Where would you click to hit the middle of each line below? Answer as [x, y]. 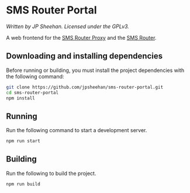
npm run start [23, 141]
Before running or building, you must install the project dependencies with [95, 70]
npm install [20, 98]
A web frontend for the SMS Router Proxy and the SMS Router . [81, 37]
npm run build [23, 184]
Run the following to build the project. [51, 173]
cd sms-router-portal [32, 92]
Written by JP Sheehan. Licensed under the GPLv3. [68, 26]
